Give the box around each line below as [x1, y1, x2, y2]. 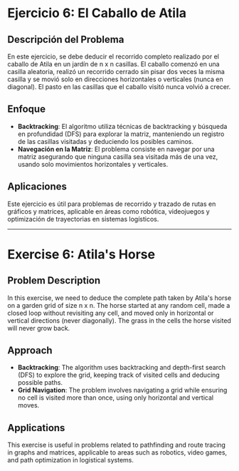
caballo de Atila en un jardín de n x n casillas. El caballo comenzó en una [7, 60, 220, 68]
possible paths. [17, 378, 63, 387]
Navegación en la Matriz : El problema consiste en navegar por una [17, 145, 215, 153]
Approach [7, 344, 53, 357]
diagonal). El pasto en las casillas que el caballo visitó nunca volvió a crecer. [7, 83, 231, 90]
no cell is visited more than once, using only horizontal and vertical [17, 393, 214, 402]
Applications [7, 422, 65, 434]
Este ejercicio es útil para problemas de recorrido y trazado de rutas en [7, 200, 216, 208]
